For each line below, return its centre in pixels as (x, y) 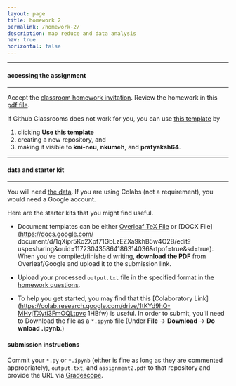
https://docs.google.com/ (57, 234)
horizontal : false (34, 46)
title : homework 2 (34, 20)
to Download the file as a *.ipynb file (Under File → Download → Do (116, 321)
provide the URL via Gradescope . (55, 375)
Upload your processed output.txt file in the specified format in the (116, 277)
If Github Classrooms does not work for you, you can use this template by (114, 119)
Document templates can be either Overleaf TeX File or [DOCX (108, 227)
